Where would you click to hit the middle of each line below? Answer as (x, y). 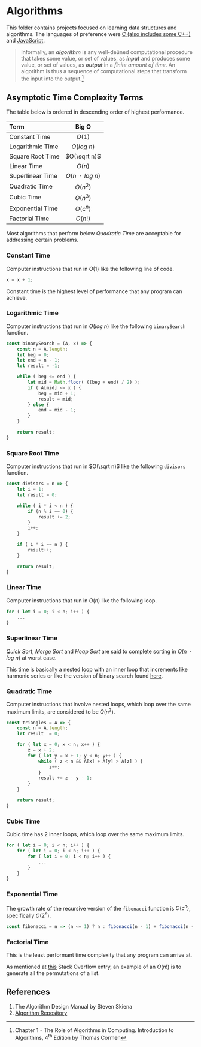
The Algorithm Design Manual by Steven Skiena (74, 1006)
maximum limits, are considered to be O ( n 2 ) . (61, 711)
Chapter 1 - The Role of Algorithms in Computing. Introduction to (94, 1030)
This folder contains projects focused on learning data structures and (92, 28)
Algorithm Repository (41, 1013)
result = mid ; (56, 399)
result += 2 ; (54, 517)
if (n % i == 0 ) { (51, 511)
